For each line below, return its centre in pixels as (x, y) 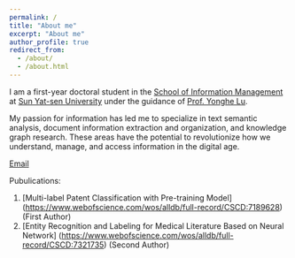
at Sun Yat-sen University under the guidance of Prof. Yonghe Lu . (128, 101)
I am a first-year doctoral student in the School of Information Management (146, 91)
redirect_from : (37, 50)
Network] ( (42, 235)
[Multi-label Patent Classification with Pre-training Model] (127, 197)
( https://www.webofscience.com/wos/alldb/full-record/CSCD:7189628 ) (152, 207)
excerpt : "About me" (47, 34)
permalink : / (33, 17)
